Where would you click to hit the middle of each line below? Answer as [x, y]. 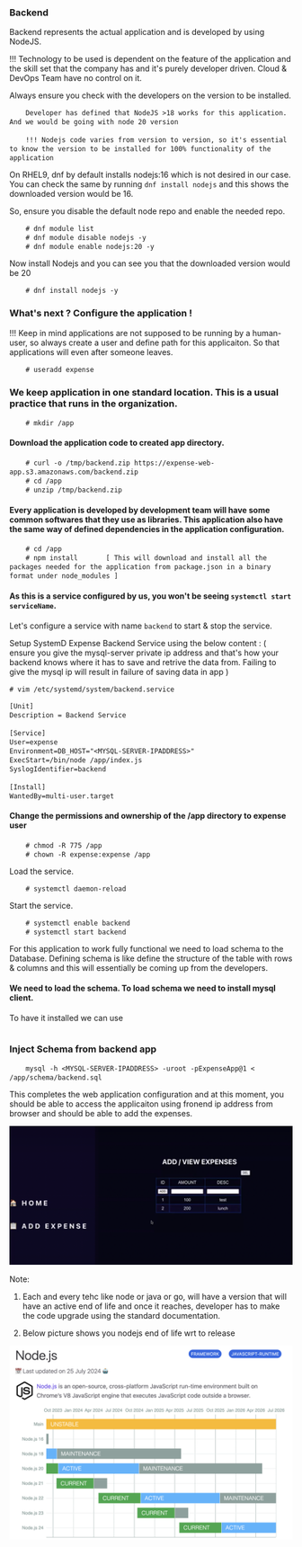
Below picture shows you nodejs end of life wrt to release [129, 1333]
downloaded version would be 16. [71, 194]
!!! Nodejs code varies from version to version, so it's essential [156, 140]
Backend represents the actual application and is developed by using [137, 32]
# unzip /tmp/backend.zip [74, 490]
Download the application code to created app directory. [117, 443]
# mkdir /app [50, 423]
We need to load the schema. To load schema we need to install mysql [142, 988]
